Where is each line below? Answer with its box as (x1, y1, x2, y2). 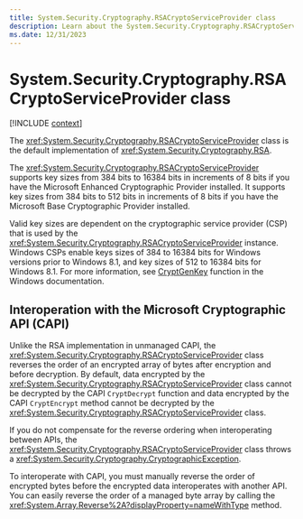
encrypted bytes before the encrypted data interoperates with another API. (9, 480, 288, 492)
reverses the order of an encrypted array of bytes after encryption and (9, 359, 272, 370)
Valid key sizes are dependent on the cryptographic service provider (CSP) (9, 218, 289, 229)
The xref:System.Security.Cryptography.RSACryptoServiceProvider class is (9, 135, 289, 146)
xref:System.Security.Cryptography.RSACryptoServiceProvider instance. (9, 237, 280, 248)
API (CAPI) (9, 316, 70, 331)
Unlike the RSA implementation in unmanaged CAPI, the (9, 340, 216, 351)
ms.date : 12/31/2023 (9, 30, 87, 39)
